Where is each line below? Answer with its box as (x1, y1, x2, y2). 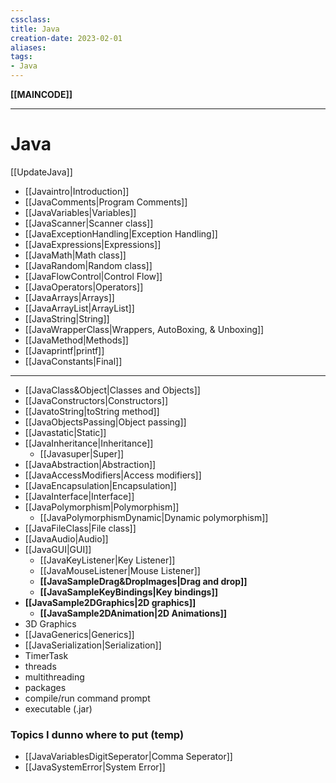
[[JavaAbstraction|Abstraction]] (24, 458, 157, 470)
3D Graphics (24, 617, 77, 630)
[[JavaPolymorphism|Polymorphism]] (24, 501, 180, 513)
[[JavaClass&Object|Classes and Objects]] (24, 384, 201, 396)
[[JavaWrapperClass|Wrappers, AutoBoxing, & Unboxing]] (24, 323, 265, 335)
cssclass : (10, 14, 52, 25)
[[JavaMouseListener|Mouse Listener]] (39, 564, 201, 576)
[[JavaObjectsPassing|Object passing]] (24, 416, 187, 428)
